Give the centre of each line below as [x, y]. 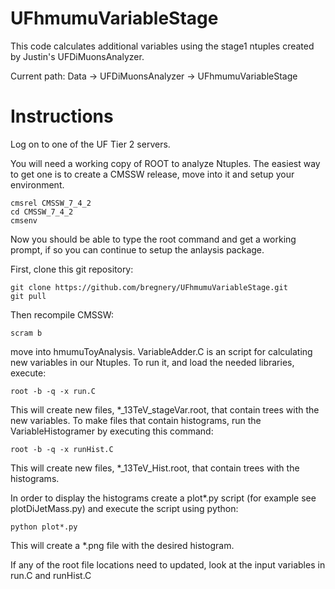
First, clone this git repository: [72, 269]
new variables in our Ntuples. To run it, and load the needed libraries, [152, 362]
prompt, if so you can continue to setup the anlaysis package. [137, 249]
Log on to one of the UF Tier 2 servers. [90, 144]
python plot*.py [44, 527]
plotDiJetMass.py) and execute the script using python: [124, 508]
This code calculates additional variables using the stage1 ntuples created [162, 46]
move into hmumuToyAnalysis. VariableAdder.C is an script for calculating [161, 351]
